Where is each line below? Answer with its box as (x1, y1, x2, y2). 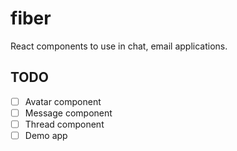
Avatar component (24, 95, 102, 107)
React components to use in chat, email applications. (10, 40, 228, 52)
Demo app (24, 129, 68, 141)
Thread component (24, 118, 105, 130)
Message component (24, 107, 113, 119)
